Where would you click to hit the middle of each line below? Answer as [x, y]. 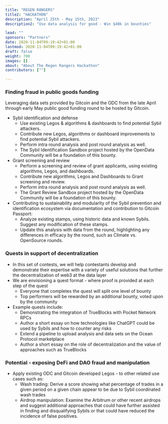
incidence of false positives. [49, 416]
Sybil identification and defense [45, 118]
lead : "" [14, 33]
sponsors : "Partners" [28, 38]
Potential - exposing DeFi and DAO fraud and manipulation [77, 362]
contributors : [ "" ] [26, 70]
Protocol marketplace [42, 339]
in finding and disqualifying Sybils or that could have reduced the [87, 411]
